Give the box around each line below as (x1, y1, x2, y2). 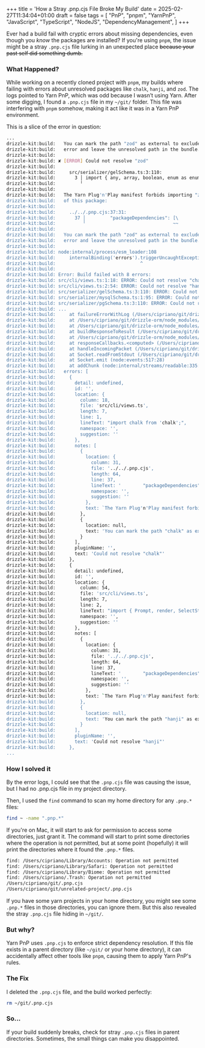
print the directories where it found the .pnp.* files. (6, 845, 135, 853)
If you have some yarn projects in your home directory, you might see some (6, 897, 196, 905)
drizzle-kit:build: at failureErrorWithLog (6, 312, 130, 318)
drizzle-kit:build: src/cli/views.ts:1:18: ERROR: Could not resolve (6, 277, 187, 284)
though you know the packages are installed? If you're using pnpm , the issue (6, 37, 196, 43)
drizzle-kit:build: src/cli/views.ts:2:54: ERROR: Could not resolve (6, 283, 187, 290)
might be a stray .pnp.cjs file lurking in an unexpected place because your (6, 43, 195, 50)
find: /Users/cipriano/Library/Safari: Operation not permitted (6, 863, 173, 869)
